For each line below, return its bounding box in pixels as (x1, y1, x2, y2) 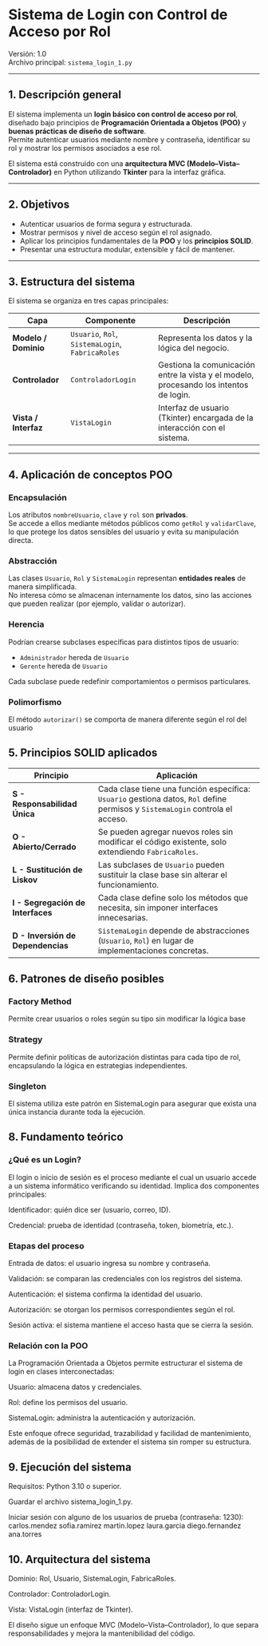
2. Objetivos (8, 198, 70, 212)
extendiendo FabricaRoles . (98, 846, 199, 857)
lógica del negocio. (158, 342, 230, 354)
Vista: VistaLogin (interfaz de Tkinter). (8, 1604, 133, 1614)
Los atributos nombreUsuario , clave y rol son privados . (8, 510, 189, 520)
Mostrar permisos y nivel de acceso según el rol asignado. (19, 228, 213, 237)
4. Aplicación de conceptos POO (8, 468, 173, 481)
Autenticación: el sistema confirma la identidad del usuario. (8, 1289, 203, 1299)
